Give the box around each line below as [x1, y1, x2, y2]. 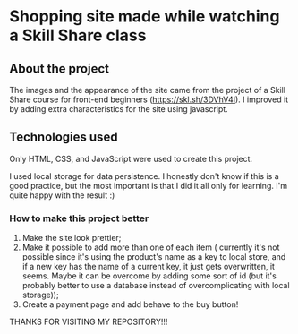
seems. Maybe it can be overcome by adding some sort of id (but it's [21, 270, 277, 281]
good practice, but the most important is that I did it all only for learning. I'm [9, 180, 288, 191]
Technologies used [9, 130, 118, 145]
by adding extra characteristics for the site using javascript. [9, 104, 228, 114]
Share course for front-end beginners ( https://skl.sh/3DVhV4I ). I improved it [9, 94, 289, 105]
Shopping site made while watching [9, 6, 280, 27]
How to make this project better [9, 212, 149, 225]
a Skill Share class [9, 25, 147, 46]
